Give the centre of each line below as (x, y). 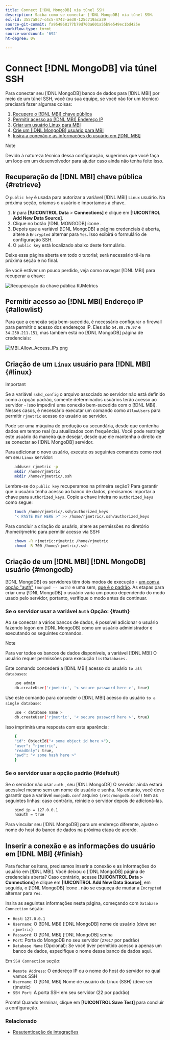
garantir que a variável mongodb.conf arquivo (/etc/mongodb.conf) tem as (82, 795)
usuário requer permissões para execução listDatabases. (66, 659)
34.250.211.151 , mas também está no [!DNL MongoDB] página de (74, 333)
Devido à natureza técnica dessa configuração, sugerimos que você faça (82, 155)
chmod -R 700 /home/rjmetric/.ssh (51, 546)
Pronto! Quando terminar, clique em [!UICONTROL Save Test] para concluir (85, 1002)
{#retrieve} (23, 185)
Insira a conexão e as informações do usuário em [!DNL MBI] (77, 135)
